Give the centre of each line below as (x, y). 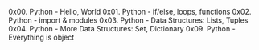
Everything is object (41, 37)
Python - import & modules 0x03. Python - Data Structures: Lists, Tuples (128, 20)
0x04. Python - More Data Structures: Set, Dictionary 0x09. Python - (122, 29)
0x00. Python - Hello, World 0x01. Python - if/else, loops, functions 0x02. (130, 12)
